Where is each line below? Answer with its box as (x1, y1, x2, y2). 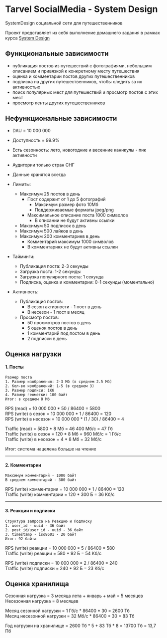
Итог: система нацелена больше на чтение (5, 446, 96, 452)
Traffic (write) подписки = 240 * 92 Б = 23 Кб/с (5, 565, 104, 571)
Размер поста (5, 375, 32, 380)
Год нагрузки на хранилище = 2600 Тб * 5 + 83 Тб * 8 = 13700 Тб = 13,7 (5, 623, 157, 629)
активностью (12, 84, 41, 90)
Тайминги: (12, 253, 35, 259)
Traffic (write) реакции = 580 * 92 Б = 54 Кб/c (5, 550, 102, 556)
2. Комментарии (5, 462, 41, 468)
